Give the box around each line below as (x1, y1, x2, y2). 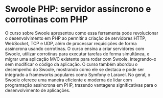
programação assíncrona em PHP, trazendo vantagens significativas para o (5, 82, 158, 88)
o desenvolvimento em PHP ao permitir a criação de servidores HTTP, (5, 35, 146, 41)
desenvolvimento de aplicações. (5, 87, 70, 93)
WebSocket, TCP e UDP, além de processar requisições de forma (5, 40, 137, 46)
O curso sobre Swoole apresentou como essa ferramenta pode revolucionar (5, 30, 159, 36)
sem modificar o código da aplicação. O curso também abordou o (5, 61, 138, 67)
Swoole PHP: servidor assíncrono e (5, 3, 151, 15)
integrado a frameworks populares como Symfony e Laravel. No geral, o (5, 72, 151, 77)
